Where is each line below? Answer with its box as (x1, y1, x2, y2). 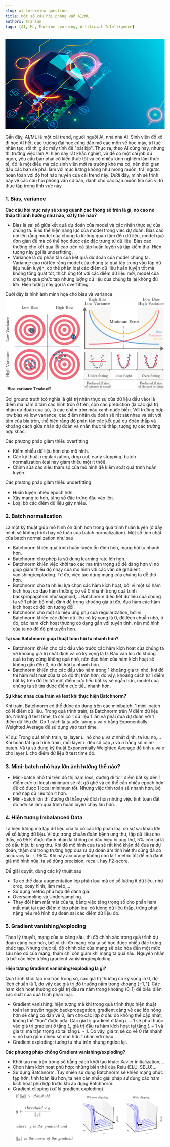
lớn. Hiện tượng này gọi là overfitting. (12, 282, 90, 288)
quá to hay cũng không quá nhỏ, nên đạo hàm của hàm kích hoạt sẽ (12, 656, 154, 662)
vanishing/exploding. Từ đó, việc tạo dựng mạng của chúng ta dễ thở (12, 572, 157, 578)
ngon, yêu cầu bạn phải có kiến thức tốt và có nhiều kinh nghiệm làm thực (5, 155, 159, 162)
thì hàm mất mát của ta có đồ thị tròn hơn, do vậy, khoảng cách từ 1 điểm (12, 672, 165, 678)
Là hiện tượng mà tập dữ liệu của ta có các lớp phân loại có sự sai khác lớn (5, 825, 161, 831)
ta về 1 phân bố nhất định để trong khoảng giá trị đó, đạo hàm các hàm (12, 599, 160, 605)
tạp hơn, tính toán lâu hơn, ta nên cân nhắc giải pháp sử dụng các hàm (12, 1075, 160, 1081)
